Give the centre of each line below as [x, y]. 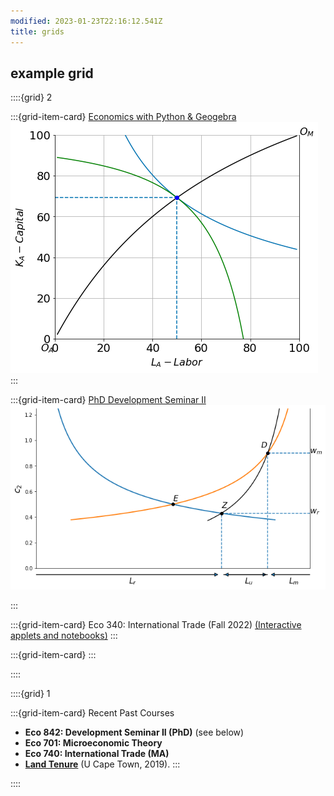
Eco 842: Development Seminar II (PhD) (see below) [134, 732]
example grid [52, 73]
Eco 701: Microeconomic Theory [93, 743]
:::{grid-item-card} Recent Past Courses [92, 713]
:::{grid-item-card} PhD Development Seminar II [108, 400]
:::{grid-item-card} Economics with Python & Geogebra [123, 117]
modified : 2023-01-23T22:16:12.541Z [86, 21]
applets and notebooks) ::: [64, 636]
